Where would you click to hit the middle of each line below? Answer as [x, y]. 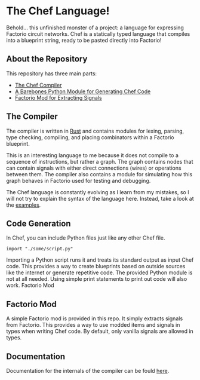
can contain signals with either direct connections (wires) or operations [94, 168]
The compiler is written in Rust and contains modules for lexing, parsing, [95, 131]
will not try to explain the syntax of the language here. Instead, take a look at [100, 198]
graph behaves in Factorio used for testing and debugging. [79, 180]
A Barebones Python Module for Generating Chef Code [83, 91]
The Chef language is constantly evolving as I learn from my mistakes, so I [98, 192]
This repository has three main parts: [52, 73]
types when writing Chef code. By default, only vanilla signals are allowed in [100, 331]
